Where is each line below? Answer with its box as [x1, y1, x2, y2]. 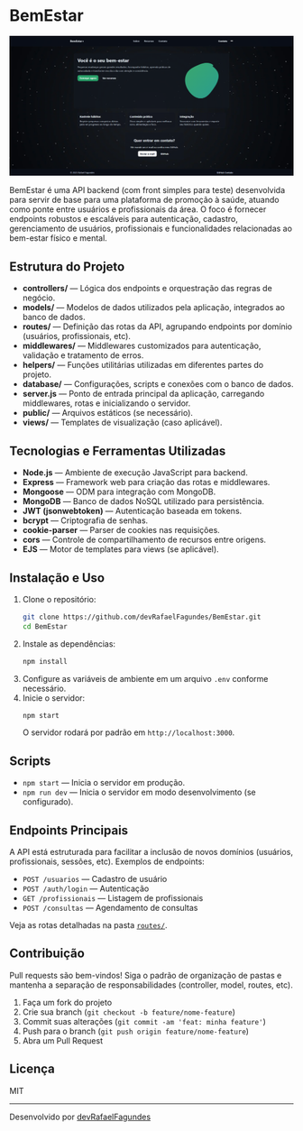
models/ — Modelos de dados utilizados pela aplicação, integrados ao [22, 302, 286, 313]
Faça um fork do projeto [22, 997, 113, 1007]
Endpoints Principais [9, 823, 129, 838]
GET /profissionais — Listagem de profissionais [22, 893, 204, 904]
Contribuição [9, 946, 86, 961]
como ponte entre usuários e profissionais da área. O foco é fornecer [9, 204, 267, 215]
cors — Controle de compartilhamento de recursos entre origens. [22, 534, 267, 546]
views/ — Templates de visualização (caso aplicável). [22, 417, 223, 428]
